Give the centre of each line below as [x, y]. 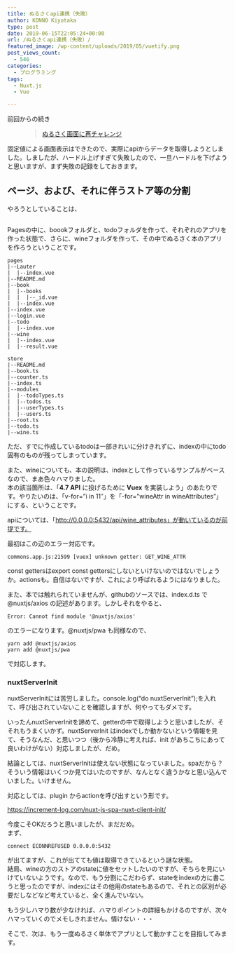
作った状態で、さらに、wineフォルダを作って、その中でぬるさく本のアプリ [115, 238]
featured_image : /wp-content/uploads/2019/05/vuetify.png [93, 46]
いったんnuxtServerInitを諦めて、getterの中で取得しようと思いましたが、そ [116, 722]
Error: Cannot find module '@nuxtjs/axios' [72, 616]
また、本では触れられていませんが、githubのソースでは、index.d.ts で [107, 594]
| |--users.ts [29, 414]
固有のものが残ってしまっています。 [59, 455]
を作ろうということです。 [44, 247]
